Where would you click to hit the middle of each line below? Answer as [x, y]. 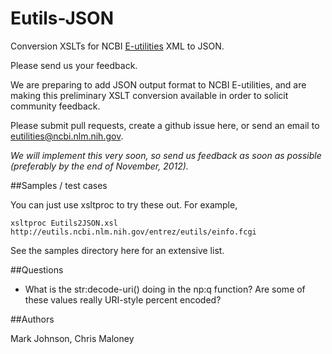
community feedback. [55, 106]
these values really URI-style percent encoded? [123, 299]
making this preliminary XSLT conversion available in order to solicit [149, 95]
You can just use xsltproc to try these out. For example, [124, 204]
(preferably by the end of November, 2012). [99, 166]
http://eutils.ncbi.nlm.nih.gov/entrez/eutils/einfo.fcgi [133, 232]
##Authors [32, 319]
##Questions [37, 269]
